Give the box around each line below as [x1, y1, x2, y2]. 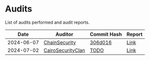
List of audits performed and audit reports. [5, 19, 90, 25]
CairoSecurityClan [43, 47, 86, 54]
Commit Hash [90, 30, 122, 37]
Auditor [55, 30, 74, 37]
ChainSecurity [43, 39, 76, 45]
